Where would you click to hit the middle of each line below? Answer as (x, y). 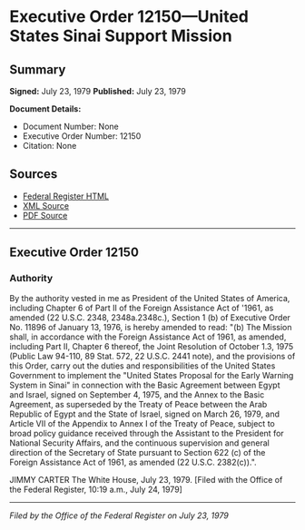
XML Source (46, 205)
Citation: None (49, 146)
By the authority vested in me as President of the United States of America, (150, 298)
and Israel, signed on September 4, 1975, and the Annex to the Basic (137, 394)
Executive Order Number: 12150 (82, 136)
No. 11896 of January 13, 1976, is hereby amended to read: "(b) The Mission (151, 327)
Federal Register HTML (66, 196)
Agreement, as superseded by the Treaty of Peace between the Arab (138, 404)
